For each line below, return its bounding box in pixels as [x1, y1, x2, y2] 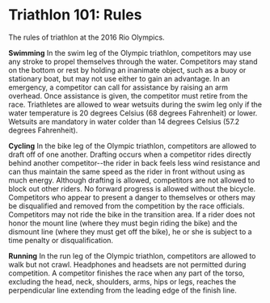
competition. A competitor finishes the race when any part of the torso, [8, 268, 245, 278]
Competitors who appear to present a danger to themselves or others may [8, 192, 256, 202]
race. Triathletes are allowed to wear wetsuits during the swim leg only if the [8, 99, 263, 109]
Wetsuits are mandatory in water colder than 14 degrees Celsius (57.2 [8, 116, 240, 126]
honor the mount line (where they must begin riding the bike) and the [8, 218, 238, 228]
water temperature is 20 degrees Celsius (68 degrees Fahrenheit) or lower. [8, 107, 258, 118]
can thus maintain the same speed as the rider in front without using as [8, 166, 245, 176]
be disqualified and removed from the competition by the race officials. [8, 200, 245, 211]
